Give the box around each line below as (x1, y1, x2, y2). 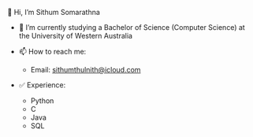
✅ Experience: (18, 80, 66, 90)
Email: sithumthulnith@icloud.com (30, 65, 141, 74)
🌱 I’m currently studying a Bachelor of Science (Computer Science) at (18, 23, 245, 31)
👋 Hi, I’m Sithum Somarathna (7, 8, 100, 17)
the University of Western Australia (18, 31, 133, 40)
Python (30, 96, 54, 106)
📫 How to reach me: (18, 47, 87, 56)
